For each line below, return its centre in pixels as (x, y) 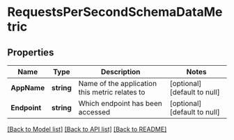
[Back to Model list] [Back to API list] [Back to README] (87, 129)
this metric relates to (112, 92)
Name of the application (118, 84)
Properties (31, 52)
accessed (94, 112)
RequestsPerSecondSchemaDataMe (115, 12)
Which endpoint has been (120, 103)
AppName (28, 88)
